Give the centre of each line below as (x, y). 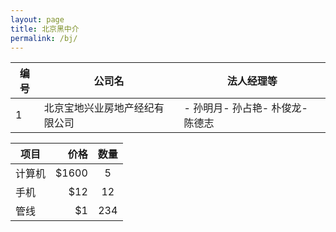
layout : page (37, 19)
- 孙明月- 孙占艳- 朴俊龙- (245, 108)
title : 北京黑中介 (45, 29)
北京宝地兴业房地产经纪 (99, 108)
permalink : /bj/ (44, 38)
